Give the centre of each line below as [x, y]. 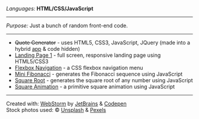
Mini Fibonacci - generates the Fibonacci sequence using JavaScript [99, 74]
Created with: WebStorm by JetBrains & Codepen [67, 104]
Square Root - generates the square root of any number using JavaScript [104, 80]
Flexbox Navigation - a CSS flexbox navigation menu [79, 68]
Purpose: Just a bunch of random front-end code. [67, 25]
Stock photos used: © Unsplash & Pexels [56, 110]
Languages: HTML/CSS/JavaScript [50, 9]
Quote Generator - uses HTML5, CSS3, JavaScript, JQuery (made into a [102, 43]
